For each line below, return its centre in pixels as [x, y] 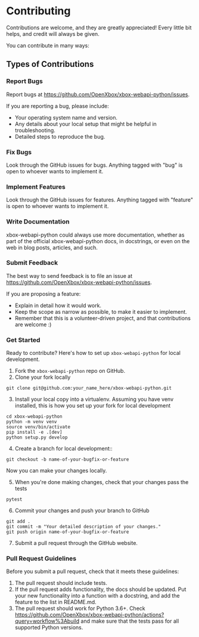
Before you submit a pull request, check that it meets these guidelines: [93, 571]
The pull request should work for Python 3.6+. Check [80, 608]
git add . [18, 522]
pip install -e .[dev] [34, 432]
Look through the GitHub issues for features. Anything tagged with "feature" [100, 200]
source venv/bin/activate [38, 427]
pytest [14, 500]
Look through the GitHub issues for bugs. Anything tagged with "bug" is [94, 165]
